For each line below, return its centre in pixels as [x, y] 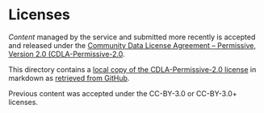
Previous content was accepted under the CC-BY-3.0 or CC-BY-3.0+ [123, 93]
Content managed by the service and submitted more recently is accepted [132, 37]
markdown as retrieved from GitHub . [69, 78]
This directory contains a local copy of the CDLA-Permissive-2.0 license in [132, 69]
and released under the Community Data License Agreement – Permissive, [132, 45]
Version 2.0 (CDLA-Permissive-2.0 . [67, 54]
